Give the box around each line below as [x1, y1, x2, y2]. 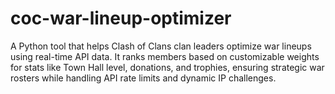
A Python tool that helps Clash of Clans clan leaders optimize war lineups [10, 40, 312, 52]
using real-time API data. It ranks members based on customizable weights [10, 50, 320, 62]
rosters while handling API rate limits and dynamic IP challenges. [10, 72, 277, 84]
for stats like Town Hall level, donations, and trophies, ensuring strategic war [10, 61, 325, 73]
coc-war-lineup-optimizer [10, 7, 232, 30]
